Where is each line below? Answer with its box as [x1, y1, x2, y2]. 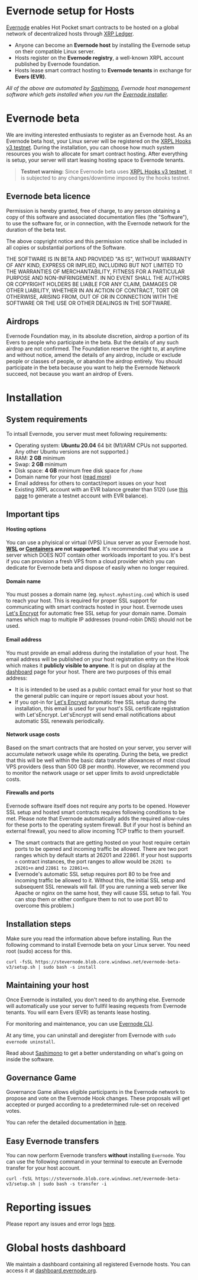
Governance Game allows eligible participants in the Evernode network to [6, 1089, 185, 1096]
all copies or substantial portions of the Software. [6, 244, 126, 251]
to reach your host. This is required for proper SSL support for [6, 597, 157, 604]
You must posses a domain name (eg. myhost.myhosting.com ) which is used [6, 591, 189, 598]
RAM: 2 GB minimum [14, 454, 66, 461]
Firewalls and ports [6, 789, 54, 796]
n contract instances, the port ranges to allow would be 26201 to [14, 858, 172, 865]
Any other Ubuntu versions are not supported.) [14, 448, 129, 455]
